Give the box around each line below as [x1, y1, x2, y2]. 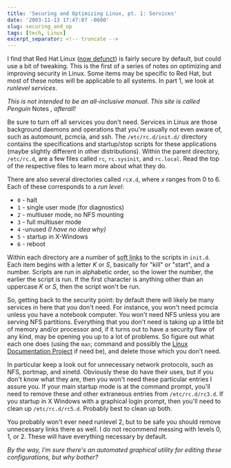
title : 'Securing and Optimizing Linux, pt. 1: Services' [7, 10, 177, 17]
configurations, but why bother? [7, 453, 99, 462]
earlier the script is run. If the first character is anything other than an [7, 275, 203, 283]
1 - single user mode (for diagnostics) [17, 203, 125, 212]
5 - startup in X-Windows [17, 232, 88, 241]
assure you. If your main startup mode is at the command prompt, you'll [7, 383, 210, 391]
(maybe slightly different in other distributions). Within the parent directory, [7, 147, 220, 156]
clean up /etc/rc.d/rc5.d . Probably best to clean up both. [7, 405, 172, 413]
